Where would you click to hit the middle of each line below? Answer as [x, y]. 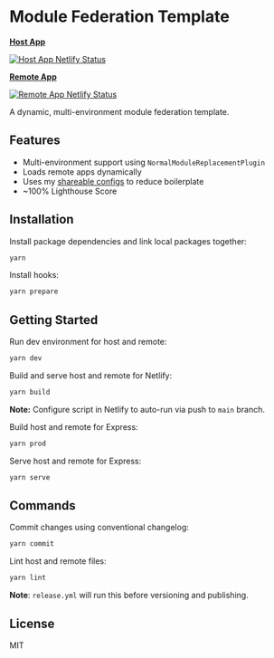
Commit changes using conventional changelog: [99, 528]
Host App [28, 42]
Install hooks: [34, 275]
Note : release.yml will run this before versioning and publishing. [129, 596]
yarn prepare [34, 291]
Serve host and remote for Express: [76, 461]
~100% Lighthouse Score [70, 191]
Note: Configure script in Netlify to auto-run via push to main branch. [137, 409]
